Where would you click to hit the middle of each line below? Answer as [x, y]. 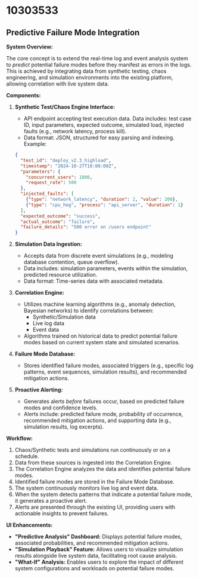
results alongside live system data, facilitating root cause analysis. [96, 556]
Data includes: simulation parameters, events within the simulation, [106, 268]
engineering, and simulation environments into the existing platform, [90, 77]
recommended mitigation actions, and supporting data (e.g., [97, 420]
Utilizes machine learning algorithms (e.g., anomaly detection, [99, 304]
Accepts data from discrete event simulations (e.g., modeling [99, 256]
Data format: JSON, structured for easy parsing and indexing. [99, 137]
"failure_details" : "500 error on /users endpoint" [86, 227]
